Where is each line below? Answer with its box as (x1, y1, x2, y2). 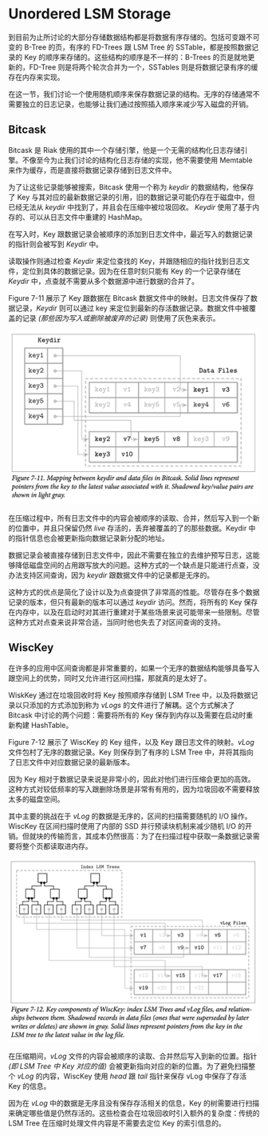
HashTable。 (30, 720, 73, 730)
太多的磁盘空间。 (8, 794, 65, 804)
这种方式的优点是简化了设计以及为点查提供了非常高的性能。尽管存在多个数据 (8, 587, 260, 597)
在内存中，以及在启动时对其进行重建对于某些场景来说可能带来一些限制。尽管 (8, 607, 260, 617)
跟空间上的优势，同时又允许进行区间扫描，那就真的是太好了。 (8, 673, 211, 682)
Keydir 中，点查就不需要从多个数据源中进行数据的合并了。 (8, 276, 199, 286)
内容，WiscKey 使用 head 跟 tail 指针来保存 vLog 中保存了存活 (42, 1071, 247, 1081)
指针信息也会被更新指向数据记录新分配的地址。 (14, 533, 169, 542)
